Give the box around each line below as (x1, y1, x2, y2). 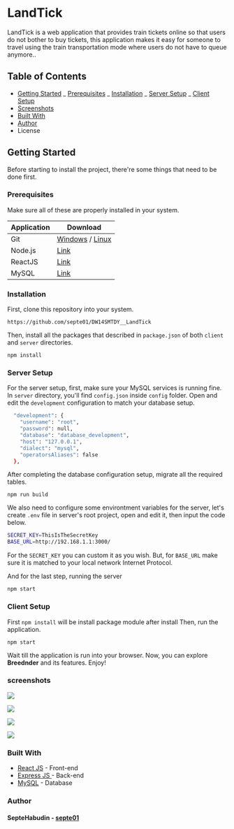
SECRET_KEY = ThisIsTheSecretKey (7, 532, 98, 539)
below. (7, 519, 27, 527)
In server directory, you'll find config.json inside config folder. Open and (7, 391, 218, 400)
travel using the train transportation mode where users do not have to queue (7, 43, 227, 51)
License (17, 126, 41, 134)
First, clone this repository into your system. (7, 305, 134, 314)
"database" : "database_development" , (20, 432, 130, 439)
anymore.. (7, 50, 36, 59)
